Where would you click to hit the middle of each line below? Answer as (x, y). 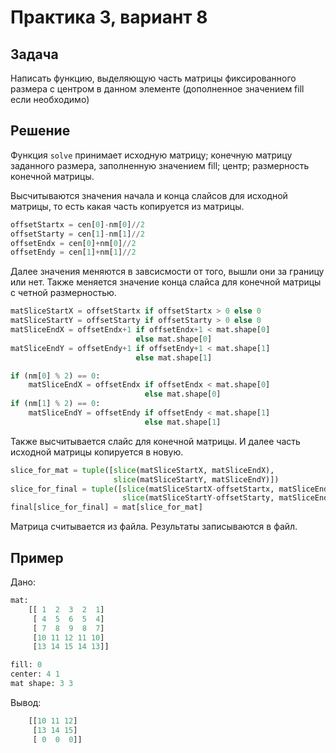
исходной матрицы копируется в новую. (97, 452)
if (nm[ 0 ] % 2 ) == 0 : (55, 376)
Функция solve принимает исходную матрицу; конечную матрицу (151, 155)
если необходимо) (50, 99)
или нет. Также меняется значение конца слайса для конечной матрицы (166, 282)
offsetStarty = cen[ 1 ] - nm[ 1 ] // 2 (77, 234)
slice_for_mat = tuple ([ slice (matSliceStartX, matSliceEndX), (142, 470)
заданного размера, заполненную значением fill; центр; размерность (160, 165)
